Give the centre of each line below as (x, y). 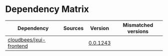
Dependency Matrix (47, 9)
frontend (18, 46)
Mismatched (138, 25)
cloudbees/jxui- (27, 39)
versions (138, 31)
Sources (73, 28)
